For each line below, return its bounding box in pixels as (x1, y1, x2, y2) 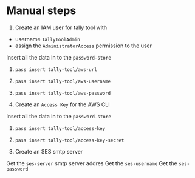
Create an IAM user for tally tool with (15, 24, 108, 31)
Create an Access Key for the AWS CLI (15, 101, 111, 108)
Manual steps (6, 4, 77, 18)
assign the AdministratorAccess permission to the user (15, 42, 152, 49)
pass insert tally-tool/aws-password (15, 90, 111, 96)
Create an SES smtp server (15, 148, 83, 155)
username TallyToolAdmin (15, 35, 80, 43)
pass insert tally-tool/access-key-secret (15, 137, 125, 143)
